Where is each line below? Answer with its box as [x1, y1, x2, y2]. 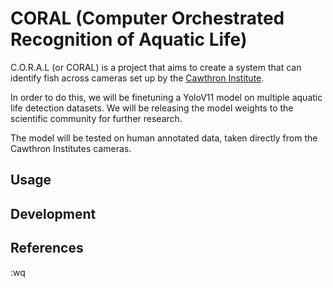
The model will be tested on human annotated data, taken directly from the [10, 132, 318, 144]
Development [10, 205, 97, 222]
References [10, 240, 84, 257]
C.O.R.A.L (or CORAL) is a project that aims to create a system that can [10, 61, 302, 73]
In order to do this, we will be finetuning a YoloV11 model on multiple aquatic [10, 91, 323, 103]
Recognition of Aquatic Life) [10, 28, 248, 51]
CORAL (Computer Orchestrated [10, 7, 285, 30]
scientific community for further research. [10, 112, 183, 124]
